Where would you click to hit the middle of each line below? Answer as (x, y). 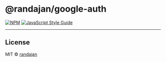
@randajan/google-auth (56, 9)
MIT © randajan (21, 54)
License (18, 42)
